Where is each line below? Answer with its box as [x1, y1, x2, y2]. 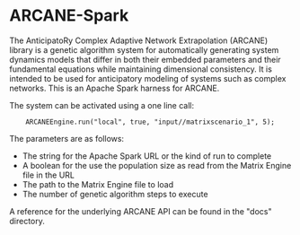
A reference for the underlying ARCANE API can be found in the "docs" [9, 205, 272, 216]
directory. [9, 215, 45, 226]
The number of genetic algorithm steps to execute [22, 188, 208, 199]
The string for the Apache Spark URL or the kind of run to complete [22, 150, 272, 161]
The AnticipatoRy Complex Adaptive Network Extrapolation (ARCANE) [9, 35, 269, 46]
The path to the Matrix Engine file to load [22, 178, 174, 189]
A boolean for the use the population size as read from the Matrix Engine [22, 160, 292, 170]
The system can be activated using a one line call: [9, 100, 195, 110]
